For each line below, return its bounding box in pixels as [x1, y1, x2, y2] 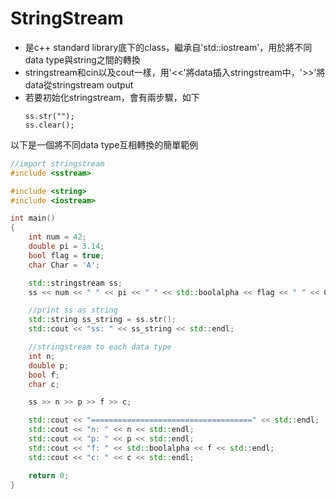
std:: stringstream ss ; [28, 278, 123, 288]
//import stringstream [10, 158, 105, 169]
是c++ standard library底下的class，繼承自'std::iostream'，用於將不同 [24, 41, 313, 53]
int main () [10, 213, 56, 224]
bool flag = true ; [28, 250, 105, 261]
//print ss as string [28, 305, 118, 316]
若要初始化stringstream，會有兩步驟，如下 [24, 91, 200, 103]
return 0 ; [28, 470, 70, 481]
